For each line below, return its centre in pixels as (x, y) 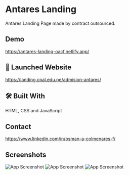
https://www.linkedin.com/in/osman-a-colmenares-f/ (60, 139)
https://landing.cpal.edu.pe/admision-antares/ (53, 79)
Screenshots (26, 155)
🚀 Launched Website (38, 68)
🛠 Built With (25, 96)
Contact (18, 127)
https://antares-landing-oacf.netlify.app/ (47, 51)
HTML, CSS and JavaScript (34, 111)
